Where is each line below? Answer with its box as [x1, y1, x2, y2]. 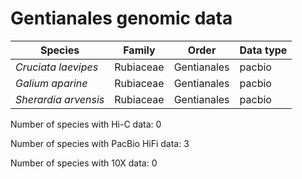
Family [123, 43, 156, 57]
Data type [239, 43, 288, 57]
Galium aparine [15, 76, 88, 90]
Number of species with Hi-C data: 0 [10, 118, 162, 130]
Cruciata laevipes [15, 60, 99, 74]
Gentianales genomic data [10, 7, 233, 30]
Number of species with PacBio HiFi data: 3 [10, 137, 190, 149]
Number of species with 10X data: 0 [10, 157, 158, 169]
